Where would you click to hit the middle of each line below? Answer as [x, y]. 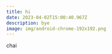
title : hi [19, 12]
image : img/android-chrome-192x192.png [56, 28]
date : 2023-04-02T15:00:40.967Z [47, 17]
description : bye [28, 23]
